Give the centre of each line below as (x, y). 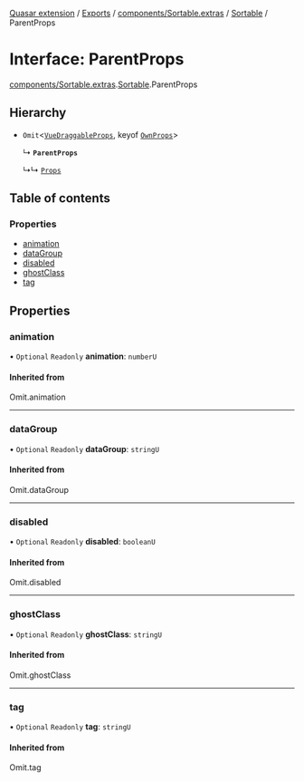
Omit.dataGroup (39, 489)
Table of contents (60, 198)
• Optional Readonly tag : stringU (70, 727)
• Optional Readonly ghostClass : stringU (86, 634)
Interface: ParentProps (97, 59)
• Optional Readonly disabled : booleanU (82, 542)
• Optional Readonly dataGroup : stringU (85, 449)
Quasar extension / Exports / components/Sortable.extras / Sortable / (139, 13)
